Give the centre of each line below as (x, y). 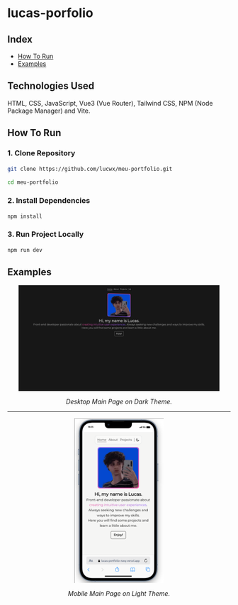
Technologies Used (51, 86)
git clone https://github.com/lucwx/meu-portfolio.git (90, 169)
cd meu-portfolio (33, 182)
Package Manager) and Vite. (49, 111)
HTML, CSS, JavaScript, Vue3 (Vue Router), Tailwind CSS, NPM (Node (110, 103)
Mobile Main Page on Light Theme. (119, 594)
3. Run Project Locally (46, 234)
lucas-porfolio (50, 13)
